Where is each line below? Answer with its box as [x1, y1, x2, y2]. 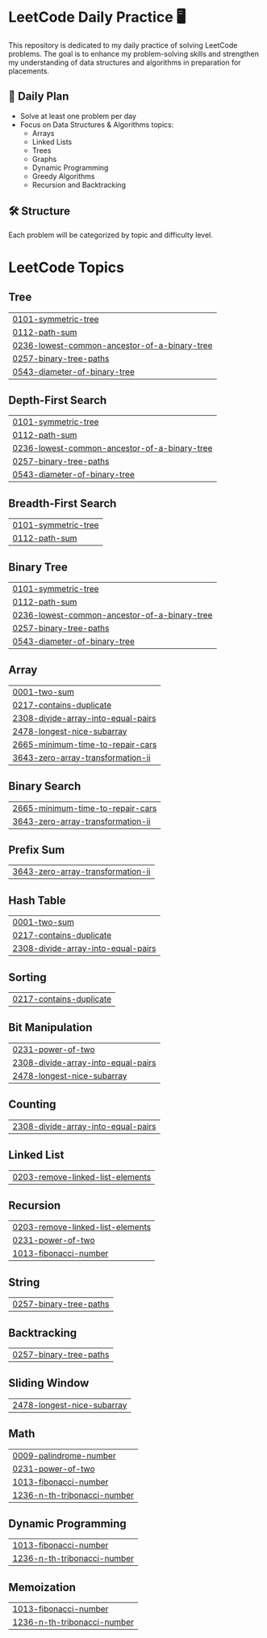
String [8, 1275, 40, 1289]
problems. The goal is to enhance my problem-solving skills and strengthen [8, 49, 260, 58]
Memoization [8, 1581, 77, 1594]
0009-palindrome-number [12, 1449, 116, 1461]
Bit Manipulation [8, 1021, 93, 1034]
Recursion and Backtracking [31, 180, 127, 189]
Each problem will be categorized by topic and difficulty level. [8, 230, 214, 240]
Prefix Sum [8, 843, 65, 857]
